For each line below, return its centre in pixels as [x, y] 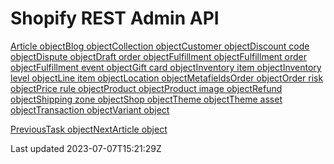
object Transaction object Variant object [90, 109]
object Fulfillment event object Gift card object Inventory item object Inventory [166, 67]
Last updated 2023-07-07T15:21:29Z [86, 148]
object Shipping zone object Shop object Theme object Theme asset [146, 99]
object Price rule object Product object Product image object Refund [146, 88]
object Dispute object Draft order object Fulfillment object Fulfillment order [159, 56]
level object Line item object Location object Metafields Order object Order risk [167, 78]
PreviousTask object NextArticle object [89, 129]
